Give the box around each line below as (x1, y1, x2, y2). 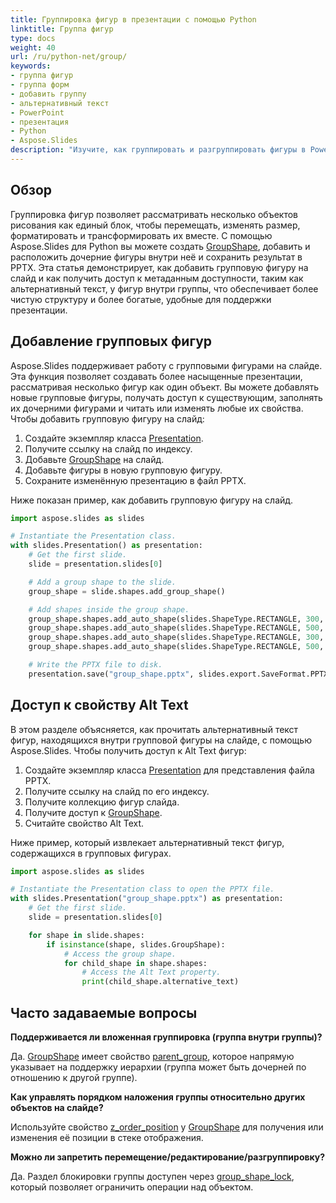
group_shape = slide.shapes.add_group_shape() (28, 586, 226, 596)
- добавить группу (10, 89, 87, 99)
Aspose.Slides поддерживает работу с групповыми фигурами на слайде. (10, 359, 323, 371)
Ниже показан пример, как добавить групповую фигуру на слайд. (10, 494, 294, 506)
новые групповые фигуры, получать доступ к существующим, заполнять (10, 391, 323, 403)
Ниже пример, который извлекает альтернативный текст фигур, (10, 836, 285, 848)
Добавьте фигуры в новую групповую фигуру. (24, 464, 223, 476)
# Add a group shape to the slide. (28, 577, 177, 587)
